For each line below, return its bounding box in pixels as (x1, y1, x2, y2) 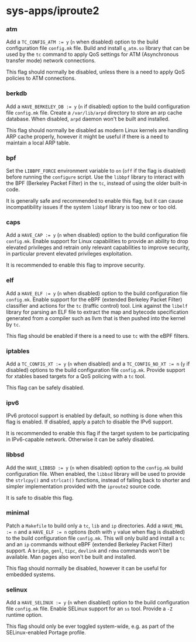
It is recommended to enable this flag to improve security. (6, 261, 145, 268)
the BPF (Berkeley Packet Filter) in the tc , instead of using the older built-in (6, 180, 187, 187)
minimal (6, 509, 29, 517)
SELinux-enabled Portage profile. (6, 629, 87, 636)
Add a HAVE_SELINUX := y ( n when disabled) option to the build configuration (6, 599, 190, 606)
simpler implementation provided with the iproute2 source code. (6, 483, 162, 490)
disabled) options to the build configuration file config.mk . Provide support (6, 366, 185, 374)
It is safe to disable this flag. (6, 494, 74, 501)
